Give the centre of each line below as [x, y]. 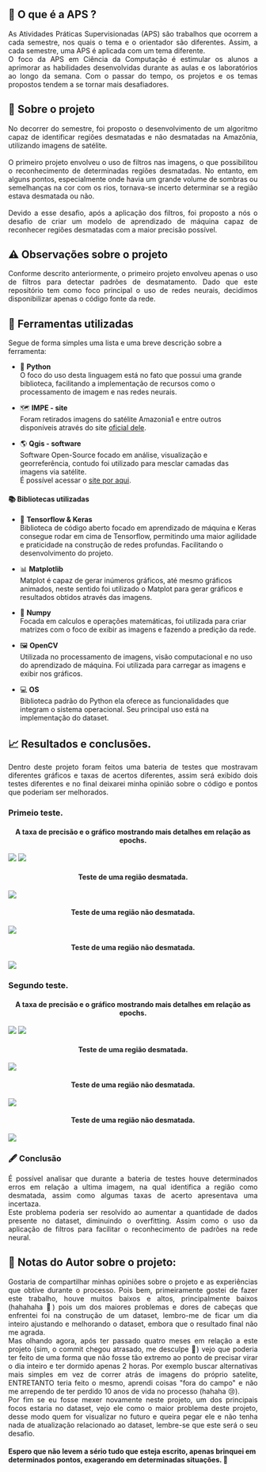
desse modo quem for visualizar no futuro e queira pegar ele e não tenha [133, 1416]
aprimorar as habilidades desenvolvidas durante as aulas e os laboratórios [133, 67]
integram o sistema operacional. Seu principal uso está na [114, 709]
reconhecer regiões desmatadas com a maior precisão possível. [113, 229]
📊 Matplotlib [41, 569]
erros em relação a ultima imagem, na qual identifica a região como [133, 1187]
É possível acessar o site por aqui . [76, 480]
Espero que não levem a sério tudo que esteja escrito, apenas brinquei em [132, 1451]
